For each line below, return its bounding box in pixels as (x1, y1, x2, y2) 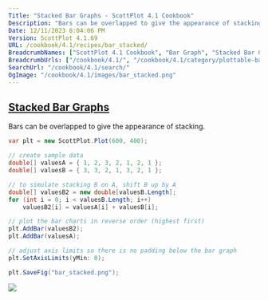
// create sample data (8, 152, 84, 160)
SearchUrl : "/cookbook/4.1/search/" (8, 64, 130, 72)
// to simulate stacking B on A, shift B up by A (8, 180, 177, 188)
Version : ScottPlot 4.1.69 (8, 34, 98, 42)
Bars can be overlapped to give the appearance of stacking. (8, 121, 206, 132)
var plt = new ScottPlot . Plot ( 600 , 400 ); (8, 137, 148, 145)
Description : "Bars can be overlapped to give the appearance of (8, 19, 230, 27)
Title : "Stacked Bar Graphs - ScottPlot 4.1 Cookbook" (8, 11, 195, 20)
